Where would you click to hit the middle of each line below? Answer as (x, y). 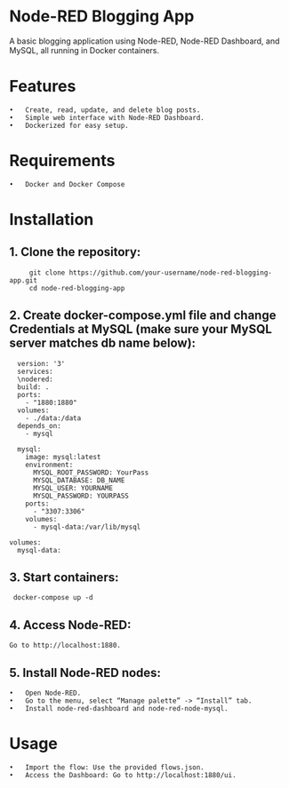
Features (43, 87)
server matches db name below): (103, 343)
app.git (24, 280)
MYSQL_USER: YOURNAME (73, 488)
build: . (33, 387)
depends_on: (40, 426)
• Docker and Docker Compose (67, 184)
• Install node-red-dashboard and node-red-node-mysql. (119, 709)
